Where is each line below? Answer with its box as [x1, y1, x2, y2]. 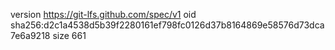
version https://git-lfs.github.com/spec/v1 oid [10, 9, 197, 20]
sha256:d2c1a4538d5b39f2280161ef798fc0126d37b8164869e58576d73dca [10, 19, 325, 31]
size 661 [52, 30, 87, 41]
